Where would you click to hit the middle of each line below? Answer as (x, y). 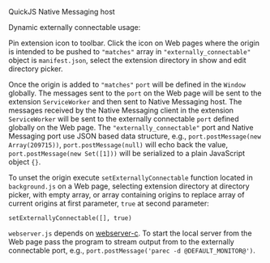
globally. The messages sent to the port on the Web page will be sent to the (135, 93)
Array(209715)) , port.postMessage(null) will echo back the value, (118, 144)
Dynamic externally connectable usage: (75, 27)
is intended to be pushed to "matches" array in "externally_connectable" (130, 51)
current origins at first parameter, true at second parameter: (109, 203)
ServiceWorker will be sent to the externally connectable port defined (124, 119)
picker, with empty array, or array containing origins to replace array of (126, 195)
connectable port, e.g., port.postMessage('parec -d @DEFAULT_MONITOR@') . (132, 250)
